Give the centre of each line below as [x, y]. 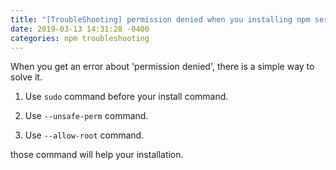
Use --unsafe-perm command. [86, 116]
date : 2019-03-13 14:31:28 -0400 [80, 29]
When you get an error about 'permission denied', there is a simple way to [162, 67]
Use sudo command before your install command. [126, 97]
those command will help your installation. [97, 155]
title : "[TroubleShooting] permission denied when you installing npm [160, 19]
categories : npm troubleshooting [80, 38]
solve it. [26, 77]
